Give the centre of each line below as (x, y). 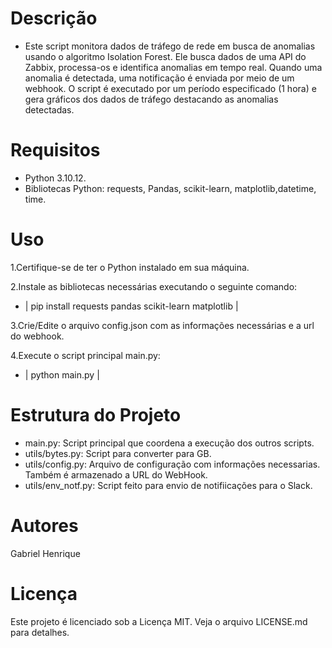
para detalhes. (40, 632)
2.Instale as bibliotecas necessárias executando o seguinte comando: (154, 286)
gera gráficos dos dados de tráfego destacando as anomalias (151, 99)
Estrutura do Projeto (96, 415)
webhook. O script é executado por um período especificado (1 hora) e (170, 88)
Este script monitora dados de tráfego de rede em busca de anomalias (170, 46)
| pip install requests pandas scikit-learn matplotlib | (131, 306)
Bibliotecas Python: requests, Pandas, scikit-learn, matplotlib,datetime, (170, 188)
